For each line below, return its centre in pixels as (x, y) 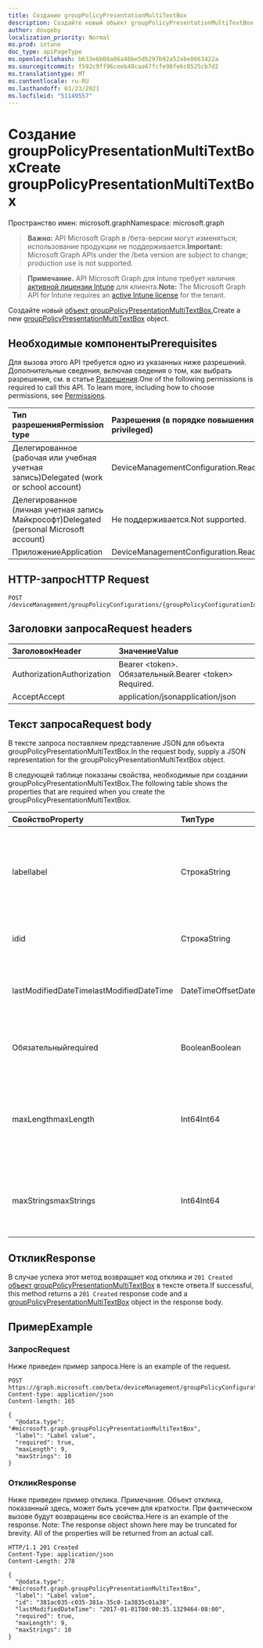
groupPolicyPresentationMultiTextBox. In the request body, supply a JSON (127, 751)
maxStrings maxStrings (54, 1200)
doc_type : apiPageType (45, 52)
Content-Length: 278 (42, 1562)
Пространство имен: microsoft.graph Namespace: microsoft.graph (116, 223)
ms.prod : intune (34, 45)
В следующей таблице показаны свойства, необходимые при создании (128, 775)
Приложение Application (58, 552)
